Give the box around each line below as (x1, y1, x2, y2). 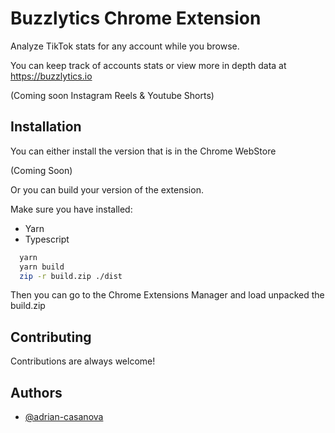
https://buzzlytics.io (10, 70, 93, 82)
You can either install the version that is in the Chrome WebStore (10, 145, 277, 157)
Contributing (10, 328, 92, 346)
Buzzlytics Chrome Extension (10, 7, 262, 30)
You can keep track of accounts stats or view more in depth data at (10, 59, 287, 71)
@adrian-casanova (24, 411, 104, 422)
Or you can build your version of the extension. (10, 183, 204, 196)
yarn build (19, 262, 65, 272)
